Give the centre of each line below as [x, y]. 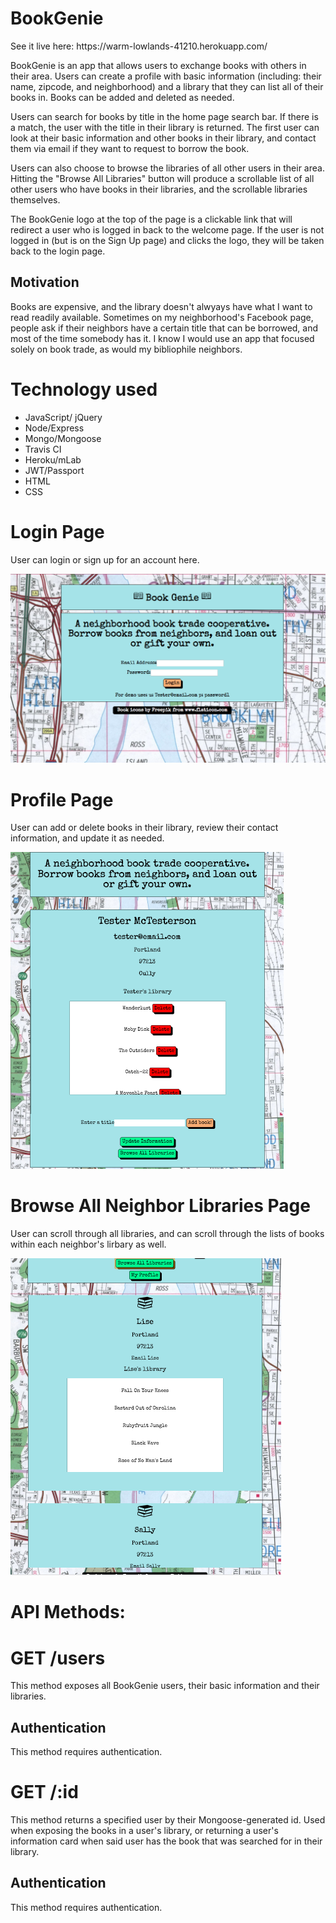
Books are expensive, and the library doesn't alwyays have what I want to [161, 306]
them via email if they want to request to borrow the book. [130, 148]
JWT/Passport [54, 470]
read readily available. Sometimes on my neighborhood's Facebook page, [162, 317]
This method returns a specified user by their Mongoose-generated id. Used [168, 1820]
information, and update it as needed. [87, 838]
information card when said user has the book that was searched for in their [166, 1841]
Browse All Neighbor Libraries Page [160, 1206]
